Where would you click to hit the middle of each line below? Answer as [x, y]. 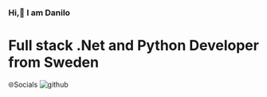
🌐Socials [23, 84]
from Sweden [54, 62]
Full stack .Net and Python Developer [133, 46]
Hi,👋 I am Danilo [39, 13]
